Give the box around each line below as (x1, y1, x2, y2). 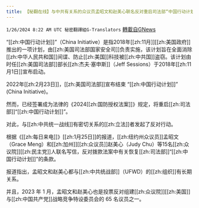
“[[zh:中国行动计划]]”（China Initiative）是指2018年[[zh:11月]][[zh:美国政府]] (6, 38, 191, 45)
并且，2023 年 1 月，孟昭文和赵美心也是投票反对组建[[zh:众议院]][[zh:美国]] (6, 188, 191, 195)
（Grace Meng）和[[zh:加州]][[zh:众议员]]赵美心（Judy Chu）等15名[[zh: (6, 140, 185, 148)
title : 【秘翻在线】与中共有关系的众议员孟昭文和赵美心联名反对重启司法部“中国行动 (6, 8, 187, 15)
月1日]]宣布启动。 (6, 68, 49, 75)
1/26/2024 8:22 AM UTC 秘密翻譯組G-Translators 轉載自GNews (6, 25, 156, 33)
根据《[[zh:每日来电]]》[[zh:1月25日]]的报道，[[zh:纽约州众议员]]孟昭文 (6, 133, 179, 140)
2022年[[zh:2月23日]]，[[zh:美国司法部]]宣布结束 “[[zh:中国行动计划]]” (6, 81, 178, 88)
